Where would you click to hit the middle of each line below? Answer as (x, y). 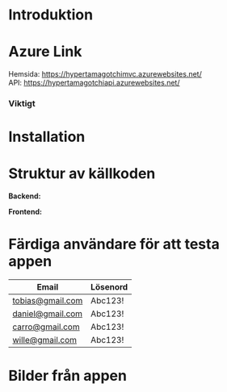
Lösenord (109, 287)
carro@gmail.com (46, 327)
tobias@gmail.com (48, 301)
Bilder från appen (68, 376)
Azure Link (45, 52)
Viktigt (22, 104)
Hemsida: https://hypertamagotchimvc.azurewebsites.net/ (105, 74)
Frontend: (25, 212)
